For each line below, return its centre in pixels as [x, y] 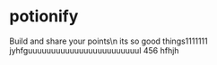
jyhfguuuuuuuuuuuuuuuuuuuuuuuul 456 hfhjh [94, 50]
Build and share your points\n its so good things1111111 [108, 41]
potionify [44, 16]
